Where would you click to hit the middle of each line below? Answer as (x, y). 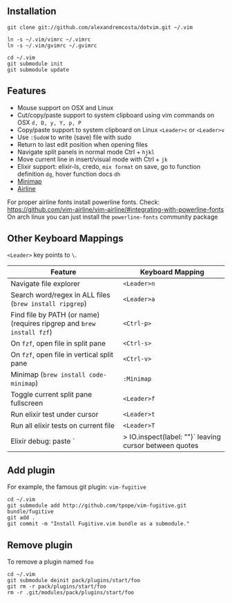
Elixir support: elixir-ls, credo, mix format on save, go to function (109, 166)
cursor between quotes (161, 446)
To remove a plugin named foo (51, 562)
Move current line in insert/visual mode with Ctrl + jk (92, 159)
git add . (21, 518)
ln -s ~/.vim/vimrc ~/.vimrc (49, 39)
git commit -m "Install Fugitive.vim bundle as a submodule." (98, 524)
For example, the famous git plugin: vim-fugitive (77, 487)
